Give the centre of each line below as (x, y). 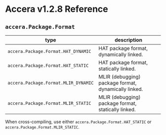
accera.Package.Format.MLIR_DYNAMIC (51, 83)
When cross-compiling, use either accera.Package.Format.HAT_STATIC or (78, 122)
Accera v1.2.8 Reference (57, 9)
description (128, 40)
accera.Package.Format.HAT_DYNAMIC (49, 51)
